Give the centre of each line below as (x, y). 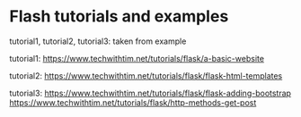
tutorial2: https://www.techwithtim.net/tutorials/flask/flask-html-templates (146, 75)
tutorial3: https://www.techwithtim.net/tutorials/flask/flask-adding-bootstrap (150, 93)
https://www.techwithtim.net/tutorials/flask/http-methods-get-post (133, 102)
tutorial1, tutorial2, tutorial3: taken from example (98, 41)
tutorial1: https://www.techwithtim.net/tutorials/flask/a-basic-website (137, 58)
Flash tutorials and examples (119, 17)
